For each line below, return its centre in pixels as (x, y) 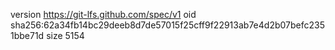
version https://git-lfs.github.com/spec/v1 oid (103, 14)
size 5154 (65, 35)
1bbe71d (27, 35)
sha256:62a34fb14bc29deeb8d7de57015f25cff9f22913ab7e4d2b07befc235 (167, 25)
